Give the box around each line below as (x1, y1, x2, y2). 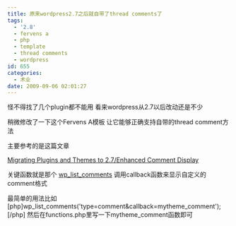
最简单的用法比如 (7, 194, 57, 203)
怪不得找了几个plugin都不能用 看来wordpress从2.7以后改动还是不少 (7, 103, 203, 112)
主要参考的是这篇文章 (7, 142, 69, 150)
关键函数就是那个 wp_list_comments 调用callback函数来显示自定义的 (7, 170, 207, 179)
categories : (7, 69, 42, 76)
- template (13, 43, 46, 50)
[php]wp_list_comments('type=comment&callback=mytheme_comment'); (7, 202, 221, 210)
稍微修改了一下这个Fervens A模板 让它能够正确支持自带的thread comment (7, 118, 223, 126)
